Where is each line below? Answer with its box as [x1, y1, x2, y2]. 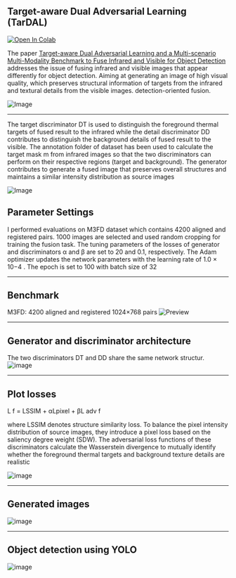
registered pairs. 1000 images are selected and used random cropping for [7, 232, 221, 241]
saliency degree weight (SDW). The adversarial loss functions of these [7, 435, 212, 444]
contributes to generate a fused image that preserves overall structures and [7, 165, 227, 173]
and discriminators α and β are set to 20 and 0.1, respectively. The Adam [7, 248, 217, 256]
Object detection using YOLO [7, 544, 137, 556]
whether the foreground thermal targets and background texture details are [7, 450, 225, 459]
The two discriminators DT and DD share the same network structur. [7, 354, 205, 362]
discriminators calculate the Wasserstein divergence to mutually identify [7, 443, 216, 451]
